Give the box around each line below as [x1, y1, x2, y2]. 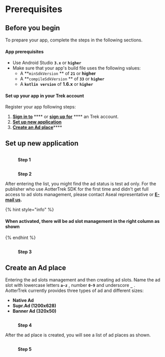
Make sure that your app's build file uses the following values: [12, 65, 141, 71]
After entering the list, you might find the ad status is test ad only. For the [5, 181, 156, 187]
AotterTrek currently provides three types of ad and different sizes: [5, 287, 144, 293]
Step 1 [18, 157, 31, 163]
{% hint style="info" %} [5, 207, 54, 213]
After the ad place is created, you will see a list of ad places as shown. [5, 332, 151, 338]
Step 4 [18, 322, 32, 328]
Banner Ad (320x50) [12, 308, 57, 314]
